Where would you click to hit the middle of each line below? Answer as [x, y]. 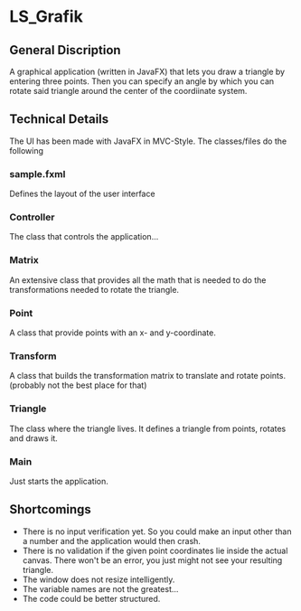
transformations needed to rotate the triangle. [94, 289]
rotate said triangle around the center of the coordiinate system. [128, 91]
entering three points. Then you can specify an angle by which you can [142, 81]
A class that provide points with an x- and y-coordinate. [113, 333]
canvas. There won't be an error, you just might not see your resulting [152, 560]
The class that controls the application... [84, 237]
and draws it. [34, 438]
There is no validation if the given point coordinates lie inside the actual [155, 550]
